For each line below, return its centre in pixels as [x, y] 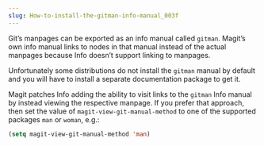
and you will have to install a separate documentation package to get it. [124, 79]
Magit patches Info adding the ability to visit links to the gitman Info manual [130, 94]
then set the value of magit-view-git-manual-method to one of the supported [132, 111]
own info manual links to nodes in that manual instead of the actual [117, 46]
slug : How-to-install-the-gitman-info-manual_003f [94, 15]
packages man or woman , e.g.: [54, 119]
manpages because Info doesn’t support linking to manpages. [109, 55]
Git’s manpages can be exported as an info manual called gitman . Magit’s [127, 38]
